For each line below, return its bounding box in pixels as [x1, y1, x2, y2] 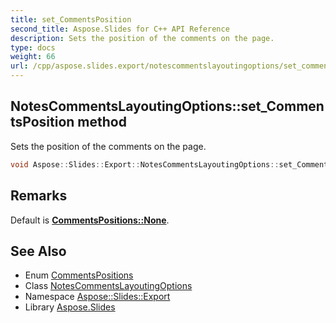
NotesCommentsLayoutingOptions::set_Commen [10, 98, 325, 115]
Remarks [10, 187, 68, 205]
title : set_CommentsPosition [10, 14, 132, 25]
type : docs [10, 42, 56, 53]
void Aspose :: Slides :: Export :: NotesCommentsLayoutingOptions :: [10, 159, 280, 170]
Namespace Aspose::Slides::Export [24, 291, 171, 303]
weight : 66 [10, 52, 56, 62]
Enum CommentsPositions [24, 269, 134, 281]
